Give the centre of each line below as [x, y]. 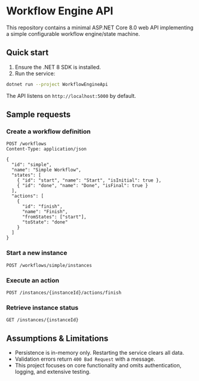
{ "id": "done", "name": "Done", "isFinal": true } [82, 186]
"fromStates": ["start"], [54, 217]
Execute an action [33, 280]
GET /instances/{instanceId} [42, 320]
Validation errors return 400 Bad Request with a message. [85, 359]
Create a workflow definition [48, 131]
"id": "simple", [32, 165]
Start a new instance [37, 253]
